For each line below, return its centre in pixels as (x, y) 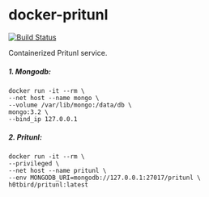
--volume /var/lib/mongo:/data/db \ (70, 105)
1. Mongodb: (30, 71)
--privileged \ (34, 163)
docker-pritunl (58, 15)
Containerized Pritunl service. (58, 52)
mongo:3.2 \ (28, 112)
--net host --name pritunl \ (58, 170)
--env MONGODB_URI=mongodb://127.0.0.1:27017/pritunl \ (104, 178)
